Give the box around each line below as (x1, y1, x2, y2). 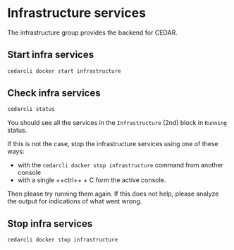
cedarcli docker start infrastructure (7, 67, 121, 75)
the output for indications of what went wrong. (7, 197, 142, 206)
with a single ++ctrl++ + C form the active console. (17, 176, 166, 184)
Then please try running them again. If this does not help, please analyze (7, 189, 219, 198)
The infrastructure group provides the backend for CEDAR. (7, 28, 178, 37)
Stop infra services (7, 218, 93, 230)
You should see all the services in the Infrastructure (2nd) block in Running (7, 119, 228, 127)
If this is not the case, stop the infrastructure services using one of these (7, 140, 218, 148)
